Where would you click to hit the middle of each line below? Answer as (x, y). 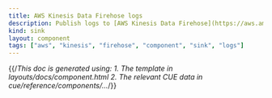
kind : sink (27, 31)
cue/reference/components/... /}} (63, 86)
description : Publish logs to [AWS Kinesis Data (92, 23)
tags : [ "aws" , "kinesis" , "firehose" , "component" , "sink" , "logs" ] (126, 46)
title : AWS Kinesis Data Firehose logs (76, 16)
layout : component (39, 38)
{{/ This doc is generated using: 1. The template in (91, 68)
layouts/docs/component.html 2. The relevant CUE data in (106, 77)
